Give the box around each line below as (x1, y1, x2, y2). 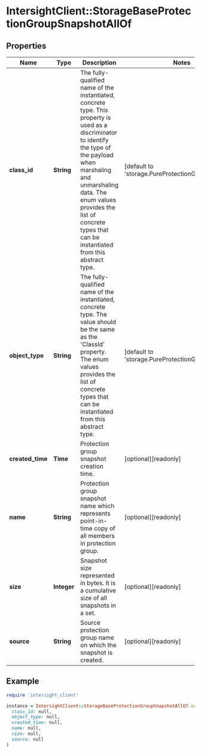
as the (80, 333, 98, 341)
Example (6, 676, 39, 687)
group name (80, 633, 115, 642)
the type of (80, 144, 111, 151)
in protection (80, 539, 116, 547)
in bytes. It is (80, 579, 116, 587)
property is (80, 114, 111, 122)
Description (82, 59, 117, 66)
